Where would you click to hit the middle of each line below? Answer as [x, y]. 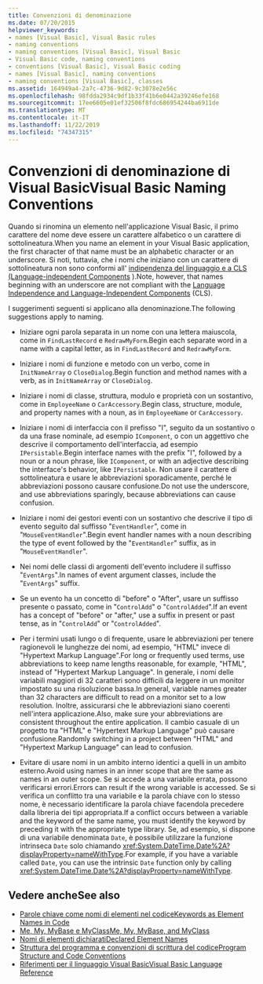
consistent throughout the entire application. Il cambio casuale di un [129, 722]
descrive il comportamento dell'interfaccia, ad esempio [109, 444]
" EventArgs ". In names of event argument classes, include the [118, 575]
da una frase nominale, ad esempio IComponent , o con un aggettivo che [134, 436]
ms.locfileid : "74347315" [50, 132]
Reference [36, 973]
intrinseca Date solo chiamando [70, 846]
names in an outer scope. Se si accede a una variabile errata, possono [133, 779]
